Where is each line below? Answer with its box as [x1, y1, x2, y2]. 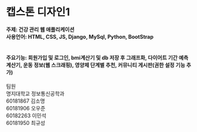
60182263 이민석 [6, 112, 46, 119]
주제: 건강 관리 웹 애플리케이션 [6, 26, 75, 33]
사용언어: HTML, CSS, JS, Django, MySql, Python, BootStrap [6, 33, 154, 40]
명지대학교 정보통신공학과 [6, 90, 65, 97]
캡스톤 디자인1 [6, 5, 71, 19]
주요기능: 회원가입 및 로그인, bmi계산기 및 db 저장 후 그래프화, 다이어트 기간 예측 [6, 54, 189, 61]
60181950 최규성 [6, 120, 45, 127]
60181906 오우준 [6, 105, 46, 112]
